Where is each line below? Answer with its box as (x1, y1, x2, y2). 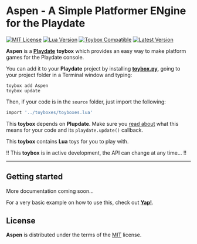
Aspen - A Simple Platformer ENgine (6, 4, 186, 18)
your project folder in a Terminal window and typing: (6, 71, 133, 78)
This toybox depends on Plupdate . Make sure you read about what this (6, 120, 179, 127)
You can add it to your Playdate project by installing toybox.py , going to (6, 65, 181, 72)
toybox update (6, 88, 41, 93)
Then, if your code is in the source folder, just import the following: (6, 98, 166, 105)
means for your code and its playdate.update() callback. (6, 126, 144, 133)
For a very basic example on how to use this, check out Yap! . (6, 199, 154, 206)
